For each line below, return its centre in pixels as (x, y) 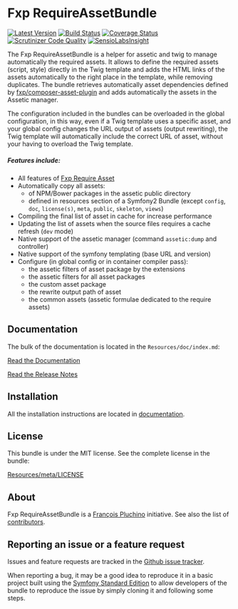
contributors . (26, 522)
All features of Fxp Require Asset (66, 178)
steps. (16, 598)
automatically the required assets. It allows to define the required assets (113, 61)
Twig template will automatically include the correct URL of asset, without (115, 136)
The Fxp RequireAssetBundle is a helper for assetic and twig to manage (112, 54)
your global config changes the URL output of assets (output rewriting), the (118, 128)
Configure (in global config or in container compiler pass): (103, 261)
